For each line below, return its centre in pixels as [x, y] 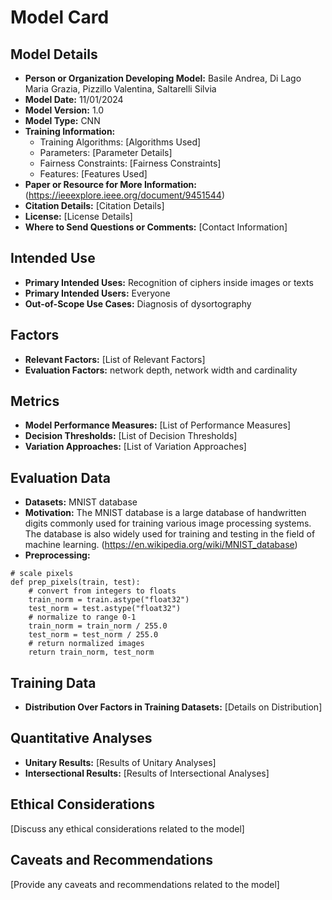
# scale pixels [42, 574]
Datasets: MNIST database [81, 502]
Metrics [35, 401]
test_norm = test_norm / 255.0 [93, 635]
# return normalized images [86, 644]
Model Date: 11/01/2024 [74, 99]
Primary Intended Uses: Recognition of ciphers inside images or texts [169, 282]
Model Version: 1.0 [64, 110]
